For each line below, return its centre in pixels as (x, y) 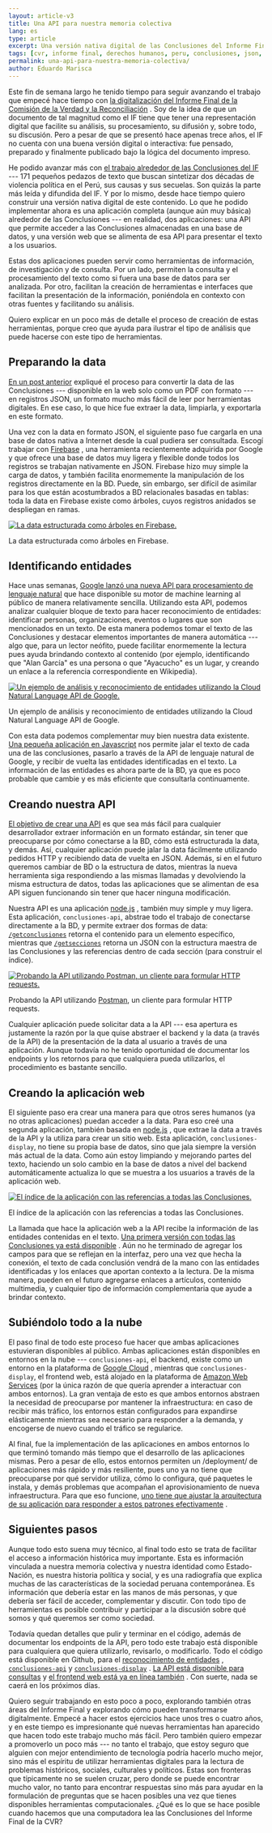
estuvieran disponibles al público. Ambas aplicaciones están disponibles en (134, 1350)
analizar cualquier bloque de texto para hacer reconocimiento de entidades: (135, 612)
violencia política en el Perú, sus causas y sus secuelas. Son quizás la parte (135, 185)
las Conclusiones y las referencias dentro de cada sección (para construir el (136, 952)
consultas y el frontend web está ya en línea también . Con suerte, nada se (133, 1677)
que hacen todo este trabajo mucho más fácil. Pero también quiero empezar (135, 1735)
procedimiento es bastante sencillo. (68, 1068)
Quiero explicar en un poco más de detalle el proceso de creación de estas (134, 319)
